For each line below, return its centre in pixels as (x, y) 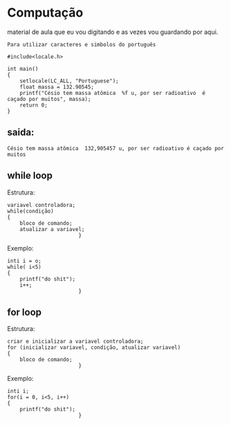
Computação (45, 13)
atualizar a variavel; (52, 229)
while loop (30, 175)
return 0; (34, 105)
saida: (21, 133)
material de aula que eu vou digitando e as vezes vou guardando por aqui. (113, 32)
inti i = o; (24, 261)
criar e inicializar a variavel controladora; (75, 342)
